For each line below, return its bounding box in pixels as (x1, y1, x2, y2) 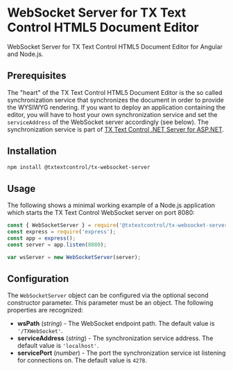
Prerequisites (7, 70, 67, 82)
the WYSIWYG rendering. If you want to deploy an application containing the (7, 103, 226, 112)
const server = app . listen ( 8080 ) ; (7, 241, 107, 248)
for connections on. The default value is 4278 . (17, 356, 148, 364)
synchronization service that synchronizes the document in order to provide (7, 96, 224, 104)
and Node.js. (7, 50, 44, 58)
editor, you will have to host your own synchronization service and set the (7, 110, 218, 118)
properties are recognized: (7, 306, 83, 315)
